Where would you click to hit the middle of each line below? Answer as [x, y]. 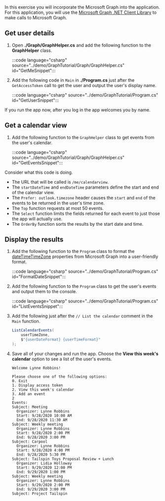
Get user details [30, 33]
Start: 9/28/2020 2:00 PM [43, 433]
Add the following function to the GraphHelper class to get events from [83, 137]
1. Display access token [37, 385]
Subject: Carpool [30, 442]
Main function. [26, 321]
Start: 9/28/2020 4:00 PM [43, 450]
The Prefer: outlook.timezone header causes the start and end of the [83, 198]
